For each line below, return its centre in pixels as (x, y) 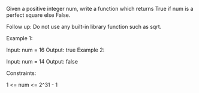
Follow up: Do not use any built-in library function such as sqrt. (84, 27)
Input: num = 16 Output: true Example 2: (55, 50)
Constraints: (21, 73)
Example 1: (19, 38)
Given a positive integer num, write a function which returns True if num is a (100, 9)
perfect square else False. (38, 15)
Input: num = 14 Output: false (42, 61)
